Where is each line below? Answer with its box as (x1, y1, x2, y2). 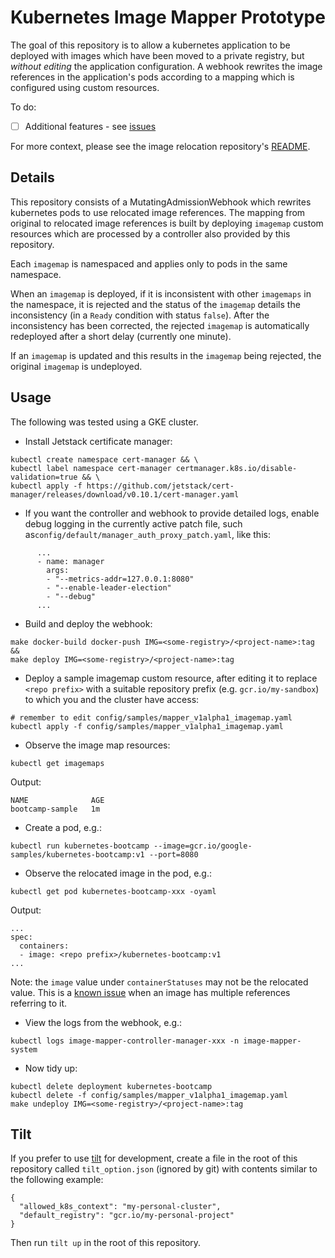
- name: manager (36, 556, 105, 566)
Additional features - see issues (24, 120, 157, 132)
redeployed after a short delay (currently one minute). (10, 330, 232, 342)
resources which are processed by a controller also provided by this (10, 227, 291, 240)
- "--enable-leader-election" (46, 582, 172, 593)
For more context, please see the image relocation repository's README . (10, 141, 311, 152)
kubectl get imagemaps (10, 758, 105, 768)
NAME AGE (10, 795, 105, 805)
